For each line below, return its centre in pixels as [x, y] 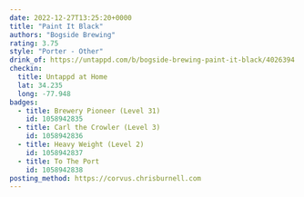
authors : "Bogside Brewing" [63, 34]
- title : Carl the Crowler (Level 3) [89, 128]
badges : [24, 102]
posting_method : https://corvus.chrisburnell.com [106, 178]
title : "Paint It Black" [56, 26]
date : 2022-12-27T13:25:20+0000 [71, 18]
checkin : [26, 69]
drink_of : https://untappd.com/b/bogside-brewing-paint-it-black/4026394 [152, 60]
